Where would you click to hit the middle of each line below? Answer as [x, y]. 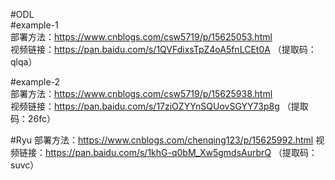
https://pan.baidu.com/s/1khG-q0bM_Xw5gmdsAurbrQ [158, 152]
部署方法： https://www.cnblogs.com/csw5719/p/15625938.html [141, 93]
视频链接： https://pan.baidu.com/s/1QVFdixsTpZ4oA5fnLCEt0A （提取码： [163, 49]
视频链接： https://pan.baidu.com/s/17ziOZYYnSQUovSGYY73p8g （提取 [159, 106]
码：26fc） [33, 118]
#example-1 [34, 25]
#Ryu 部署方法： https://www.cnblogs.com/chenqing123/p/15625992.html [162, 140]
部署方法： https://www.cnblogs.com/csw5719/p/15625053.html [141, 37]
